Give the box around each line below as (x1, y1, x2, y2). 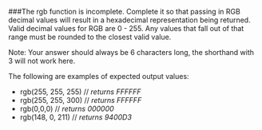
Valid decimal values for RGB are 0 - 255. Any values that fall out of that (8, 24, 244, 33)
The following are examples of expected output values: (8, 72, 189, 81)
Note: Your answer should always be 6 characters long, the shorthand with (8, 48, 254, 57)
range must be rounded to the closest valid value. (8, 32, 172, 41)
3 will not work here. (8, 56, 76, 65)
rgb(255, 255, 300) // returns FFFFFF (19, 96, 142, 104)
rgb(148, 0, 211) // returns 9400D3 (19, 112, 132, 122)
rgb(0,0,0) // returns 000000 (19, 104, 114, 113)
